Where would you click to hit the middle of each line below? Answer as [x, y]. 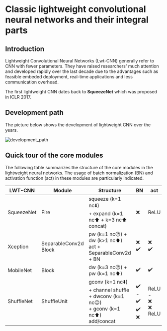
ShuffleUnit [55, 302]
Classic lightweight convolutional [76, 9]
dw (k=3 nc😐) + [108, 267]
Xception [18, 247]
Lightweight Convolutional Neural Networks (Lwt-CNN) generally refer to [80, 61]
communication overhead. [32, 82]
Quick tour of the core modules [54, 156]
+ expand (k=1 [106, 213]
